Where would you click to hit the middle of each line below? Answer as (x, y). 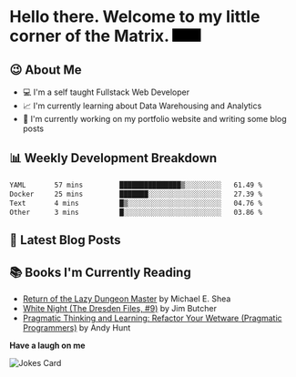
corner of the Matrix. (89, 36)
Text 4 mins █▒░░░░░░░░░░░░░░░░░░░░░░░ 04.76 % (136, 203)
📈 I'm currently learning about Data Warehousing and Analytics (142, 106)
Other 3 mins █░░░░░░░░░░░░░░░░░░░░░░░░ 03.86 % (136, 212)
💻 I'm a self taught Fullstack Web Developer (106, 92)
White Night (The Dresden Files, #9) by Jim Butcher (119, 309)
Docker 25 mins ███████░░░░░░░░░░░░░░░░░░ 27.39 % (136, 194)
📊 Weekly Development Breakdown (113, 158)
